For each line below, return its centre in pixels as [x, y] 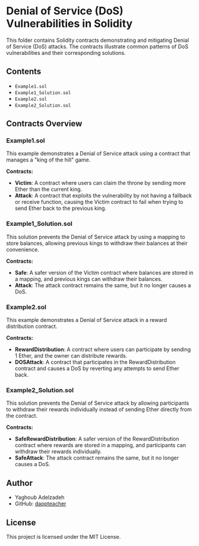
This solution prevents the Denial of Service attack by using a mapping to [96, 237]
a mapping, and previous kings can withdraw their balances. [89, 279]
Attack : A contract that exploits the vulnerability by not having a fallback [103, 196]
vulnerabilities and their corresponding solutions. [66, 52]
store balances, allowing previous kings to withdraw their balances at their [97, 243]
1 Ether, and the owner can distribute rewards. [71, 356]
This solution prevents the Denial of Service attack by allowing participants [98, 403]
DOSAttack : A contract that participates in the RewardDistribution [95, 362]
